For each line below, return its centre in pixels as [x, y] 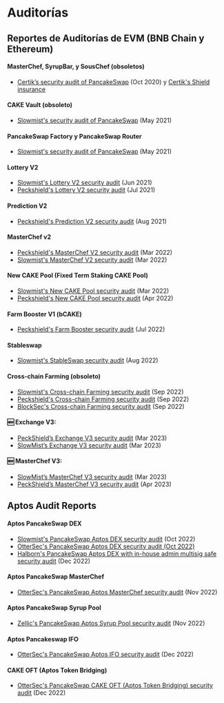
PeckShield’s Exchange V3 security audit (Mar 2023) [92, 438]
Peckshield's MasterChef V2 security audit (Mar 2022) [95, 252]
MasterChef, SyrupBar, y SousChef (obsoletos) [76, 66]
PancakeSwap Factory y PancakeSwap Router [75, 136]
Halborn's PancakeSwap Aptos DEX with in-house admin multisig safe [117, 553]
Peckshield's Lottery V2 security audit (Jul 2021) [86, 190]
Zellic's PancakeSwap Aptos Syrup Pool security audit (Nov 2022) [111, 624]
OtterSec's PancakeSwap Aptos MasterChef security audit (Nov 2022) [117, 592]
